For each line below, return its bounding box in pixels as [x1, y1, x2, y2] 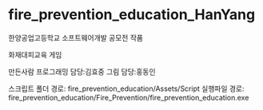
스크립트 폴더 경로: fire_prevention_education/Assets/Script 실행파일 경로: [8, 84, 245, 93]
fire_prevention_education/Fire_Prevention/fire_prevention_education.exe [8, 92, 249, 102]
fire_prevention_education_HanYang [8, 6, 256, 24]
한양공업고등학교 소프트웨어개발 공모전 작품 [8, 33, 144, 42]
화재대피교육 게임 [8, 49, 62, 59]
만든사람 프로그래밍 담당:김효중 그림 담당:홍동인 [8, 66, 156, 77]
